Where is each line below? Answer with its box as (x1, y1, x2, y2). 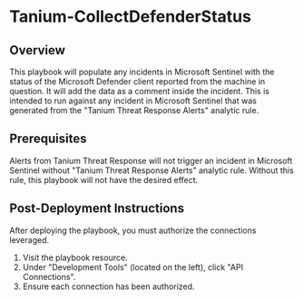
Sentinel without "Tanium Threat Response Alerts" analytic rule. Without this (9, 165, 295, 176)
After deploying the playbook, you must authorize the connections (9, 225, 257, 236)
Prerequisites (9, 131, 87, 147)
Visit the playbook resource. (22, 252, 129, 263)
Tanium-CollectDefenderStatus (9, 6, 252, 27)
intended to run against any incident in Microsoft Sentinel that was (9, 95, 257, 106)
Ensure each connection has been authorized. (22, 281, 195, 292)
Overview (9, 43, 66, 58)
